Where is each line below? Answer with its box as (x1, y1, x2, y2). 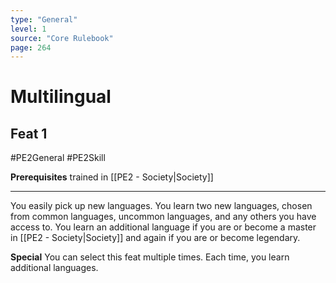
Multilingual (10, 86, 112, 108)
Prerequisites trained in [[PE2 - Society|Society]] (10, 171, 214, 183)
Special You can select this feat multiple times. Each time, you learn (10, 251, 290, 263)
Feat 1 (10, 125, 48, 142)
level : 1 (10, 24, 47, 34)
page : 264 (10, 42, 52, 53)
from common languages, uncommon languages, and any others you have (10, 211, 317, 223)
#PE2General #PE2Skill (10, 152, 106, 164)
